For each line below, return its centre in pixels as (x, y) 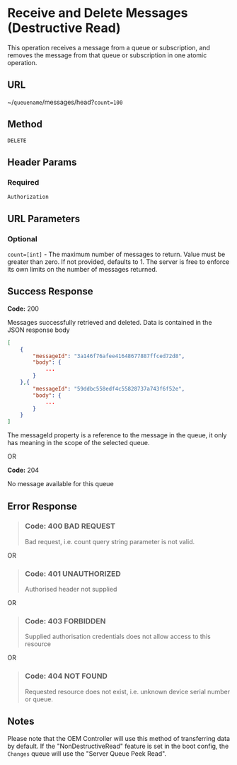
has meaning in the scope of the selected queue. (79, 443)
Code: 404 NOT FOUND (66, 676)
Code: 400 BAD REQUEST (70, 527)
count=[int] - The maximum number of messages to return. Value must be (116, 254)
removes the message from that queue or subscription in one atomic (107, 55)
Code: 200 (23, 309)
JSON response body (39, 330)
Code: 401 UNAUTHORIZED (73, 573)
